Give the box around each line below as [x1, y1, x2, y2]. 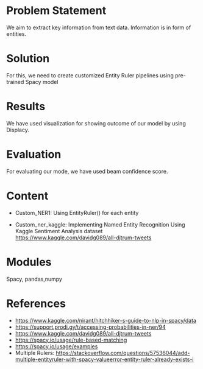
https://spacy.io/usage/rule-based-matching [15, 336, 127, 343]
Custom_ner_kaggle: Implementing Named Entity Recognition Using [15, 220, 185, 228]
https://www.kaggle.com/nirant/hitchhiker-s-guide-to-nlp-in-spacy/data [15, 317, 197, 324]
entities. [6, 30, 26, 37]
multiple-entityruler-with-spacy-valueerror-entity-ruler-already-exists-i [15, 356, 194, 363]
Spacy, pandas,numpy [6, 275, 63, 283]
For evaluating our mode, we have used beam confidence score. [6, 167, 168, 175]
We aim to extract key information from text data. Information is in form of [6, 24, 191, 31]
